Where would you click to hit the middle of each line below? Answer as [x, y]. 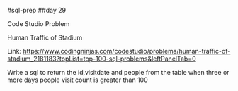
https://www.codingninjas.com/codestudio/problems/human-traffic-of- [127, 51]
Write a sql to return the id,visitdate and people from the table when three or [118, 72]
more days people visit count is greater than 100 [78, 80]
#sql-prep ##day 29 [36, 10]
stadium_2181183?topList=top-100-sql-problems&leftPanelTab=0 [102, 59]
